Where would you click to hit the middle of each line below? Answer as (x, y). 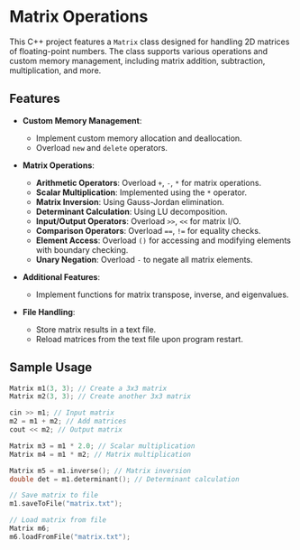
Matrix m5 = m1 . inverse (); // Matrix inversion (100, 471)
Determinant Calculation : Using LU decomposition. (132, 211)
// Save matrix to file (54, 495)
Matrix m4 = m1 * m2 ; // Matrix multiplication (100, 454)
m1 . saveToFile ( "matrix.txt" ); (66, 504)
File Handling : (49, 312)
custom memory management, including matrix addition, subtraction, (137, 61)
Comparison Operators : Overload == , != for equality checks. (148, 230)
